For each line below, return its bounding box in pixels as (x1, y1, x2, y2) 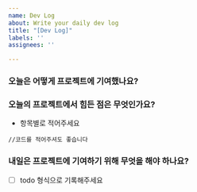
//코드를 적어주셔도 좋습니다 (8, 136, 88, 144)
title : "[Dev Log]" (8, 26, 73, 34)
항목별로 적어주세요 (19, 118, 80, 128)
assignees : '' (8, 41, 56, 49)
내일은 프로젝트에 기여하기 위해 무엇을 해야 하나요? (8, 156, 189, 167)
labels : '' (8, 33, 44, 42)
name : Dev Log (8, 11, 56, 20)
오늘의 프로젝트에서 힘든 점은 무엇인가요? (8, 98, 156, 109)
